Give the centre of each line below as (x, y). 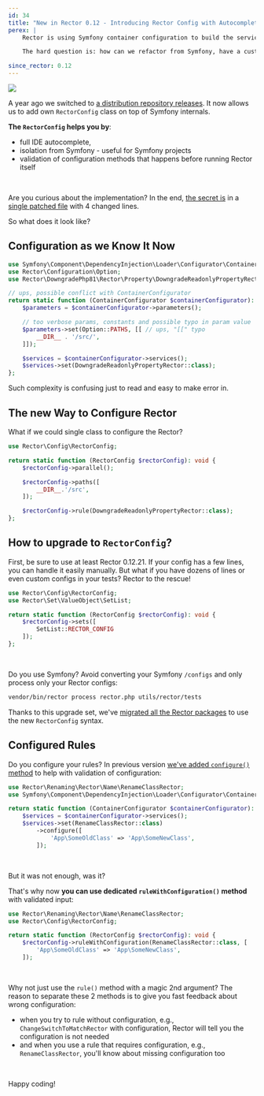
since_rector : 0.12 (40, 66)
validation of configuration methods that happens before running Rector (136, 159)
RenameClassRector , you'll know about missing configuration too (122, 1053)
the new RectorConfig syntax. (56, 720)
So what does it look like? (49, 221)
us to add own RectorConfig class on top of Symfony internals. (109, 112)
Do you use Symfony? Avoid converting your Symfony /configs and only (125, 674)
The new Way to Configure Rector (92, 413)
